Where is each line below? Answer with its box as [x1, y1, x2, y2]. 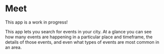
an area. [5, 44, 22, 50]
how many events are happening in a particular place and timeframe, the [5, 34, 153, 40]
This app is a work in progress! [5, 19, 68, 25]
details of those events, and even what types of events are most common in [5, 39, 160, 45]
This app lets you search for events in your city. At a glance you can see [5, 28, 152, 34]
